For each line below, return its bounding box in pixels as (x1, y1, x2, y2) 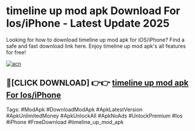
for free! (6, 48, 26, 55)
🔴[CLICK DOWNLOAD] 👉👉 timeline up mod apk (6, 78, 188, 88)
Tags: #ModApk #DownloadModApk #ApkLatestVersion (6, 106, 143, 113)
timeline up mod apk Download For (6, 4, 181, 18)
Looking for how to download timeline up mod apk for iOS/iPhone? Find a (6, 36, 185, 43)
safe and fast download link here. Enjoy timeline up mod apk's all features (6, 42, 186, 50)
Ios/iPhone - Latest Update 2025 (6, 17, 170, 30)
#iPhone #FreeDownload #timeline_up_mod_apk (6, 118, 124, 125)
